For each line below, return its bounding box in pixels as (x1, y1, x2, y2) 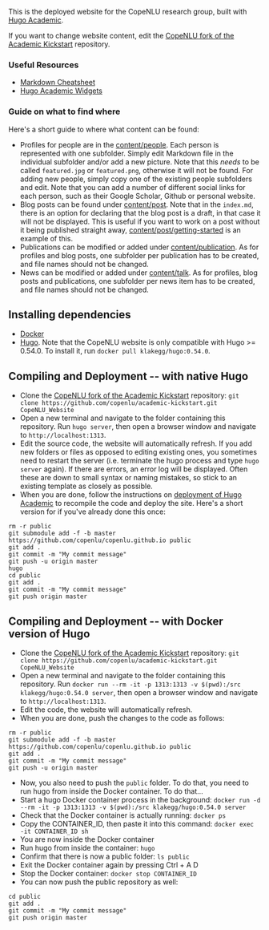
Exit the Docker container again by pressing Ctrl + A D (19, 860, 199, 870)
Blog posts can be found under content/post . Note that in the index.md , (19, 200, 254, 209)
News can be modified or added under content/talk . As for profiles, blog (19, 268, 259, 277)
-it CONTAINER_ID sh (19, 827, 89, 836)
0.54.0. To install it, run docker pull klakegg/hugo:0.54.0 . (19, 346, 211, 356)
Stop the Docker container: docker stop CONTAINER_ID (19, 869, 198, 879)
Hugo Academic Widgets (19, 86, 102, 95)
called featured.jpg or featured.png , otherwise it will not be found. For (19, 165, 254, 175)
